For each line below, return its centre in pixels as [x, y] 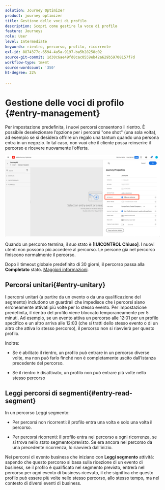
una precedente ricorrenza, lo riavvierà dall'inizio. [62, 448]
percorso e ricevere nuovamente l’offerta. [47, 148]
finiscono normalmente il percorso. [41, 255]
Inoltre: [12, 343]
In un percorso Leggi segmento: [37, 413]
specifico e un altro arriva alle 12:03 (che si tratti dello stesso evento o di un [82, 323]
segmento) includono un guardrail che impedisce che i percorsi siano [75, 302]
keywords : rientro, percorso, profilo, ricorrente [58, 47]
